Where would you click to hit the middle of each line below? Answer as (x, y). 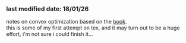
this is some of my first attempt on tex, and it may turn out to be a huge (93, 28)
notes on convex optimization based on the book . (67, 22)
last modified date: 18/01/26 (48, 9)
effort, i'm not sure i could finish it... (50, 34)
